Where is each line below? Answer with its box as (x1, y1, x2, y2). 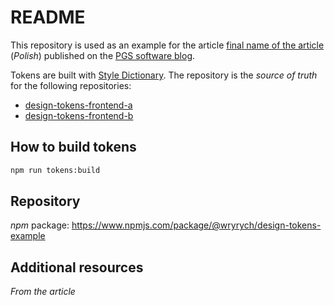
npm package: (10, 219, 70, 231)
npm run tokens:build (10, 165, 101, 175)
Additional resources (10, 259, 144, 276)
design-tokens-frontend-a (24, 99, 133, 111)
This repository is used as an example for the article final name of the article (10, 39, 325, 51)
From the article (10, 286, 76, 298)
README (10, 6, 86, 29)
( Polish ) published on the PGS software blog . (10, 49, 196, 61)
